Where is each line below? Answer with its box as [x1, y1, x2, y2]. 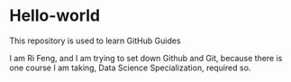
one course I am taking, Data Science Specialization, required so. [9, 62, 251, 73]
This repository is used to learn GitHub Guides [9, 35, 182, 46]
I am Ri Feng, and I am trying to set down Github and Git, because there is [9, 52, 283, 63]
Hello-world [9, 5, 101, 26]
